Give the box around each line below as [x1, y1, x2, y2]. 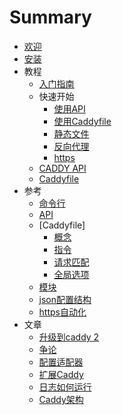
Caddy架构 [38, 393, 84, 405]
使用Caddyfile [53, 115, 112, 127]
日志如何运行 [38, 381, 92, 393]
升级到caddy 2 [38, 331, 100, 343]
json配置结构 [38, 293, 92, 305]
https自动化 [38, 306, 87, 318]
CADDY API [38, 162, 87, 174]
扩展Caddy [38, 368, 84, 380]
